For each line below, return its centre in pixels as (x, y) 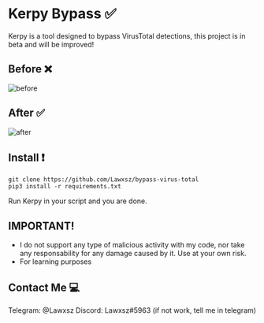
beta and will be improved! (51, 44)
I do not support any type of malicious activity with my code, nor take (132, 245)
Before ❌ (30, 69)
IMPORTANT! (41, 226)
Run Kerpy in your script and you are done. (78, 201)
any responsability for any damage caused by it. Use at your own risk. (133, 254)
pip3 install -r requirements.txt (65, 187)
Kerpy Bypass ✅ (62, 14)
